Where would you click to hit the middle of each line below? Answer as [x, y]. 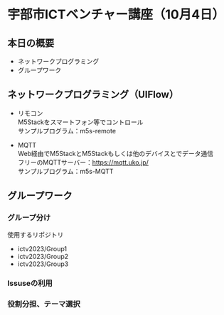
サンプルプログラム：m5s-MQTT [65, 171]
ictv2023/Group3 [43, 264]
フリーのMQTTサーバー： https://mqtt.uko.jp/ [83, 162]
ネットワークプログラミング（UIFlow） [93, 95]
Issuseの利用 [30, 283]
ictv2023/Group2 [43, 256]
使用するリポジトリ [36, 234]
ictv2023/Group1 [42, 248]
